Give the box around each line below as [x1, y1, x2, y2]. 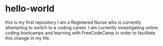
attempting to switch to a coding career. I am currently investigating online [5, 24, 158, 30]
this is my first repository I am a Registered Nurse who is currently [5, 19, 141, 25]
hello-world [5, 3, 55, 14]
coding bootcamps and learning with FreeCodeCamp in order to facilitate [5, 30, 156, 36]
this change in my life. [5, 35, 50, 41]
